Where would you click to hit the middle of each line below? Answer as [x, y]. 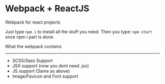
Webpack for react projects [33, 22]
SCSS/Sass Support [32, 60]
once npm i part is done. [30, 37]
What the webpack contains [33, 46]
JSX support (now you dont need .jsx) [51, 66]
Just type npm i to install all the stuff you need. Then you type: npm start [79, 31]
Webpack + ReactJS [47, 9]
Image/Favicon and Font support [45, 76]
